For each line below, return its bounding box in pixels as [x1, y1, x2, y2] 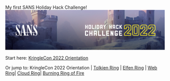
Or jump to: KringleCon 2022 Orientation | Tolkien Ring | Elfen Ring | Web [5, 65, 158, 70]
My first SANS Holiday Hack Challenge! [5, 5, 88, 10]
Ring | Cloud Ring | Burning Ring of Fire [5, 70, 84, 76]
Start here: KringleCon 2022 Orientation [5, 55, 89, 61]
